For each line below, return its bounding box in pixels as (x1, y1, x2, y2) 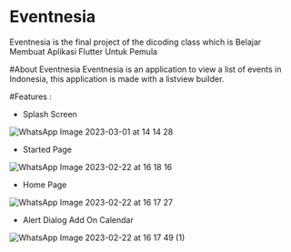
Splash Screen (22, 108, 77, 119)
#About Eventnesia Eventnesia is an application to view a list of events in (9, 64, 282, 75)
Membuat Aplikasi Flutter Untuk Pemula (9, 45, 157, 56)
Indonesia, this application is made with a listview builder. (9, 73, 225, 84)
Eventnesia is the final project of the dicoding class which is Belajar (9, 36, 262, 47)
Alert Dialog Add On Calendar (22, 214, 134, 225)
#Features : (9, 91, 53, 102)
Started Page (22, 144, 73, 155)
